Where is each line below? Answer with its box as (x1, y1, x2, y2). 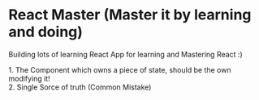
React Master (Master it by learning (8, 6, 252, 24)
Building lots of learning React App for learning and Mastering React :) (8, 49, 243, 59)
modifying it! (8, 73, 50, 83)
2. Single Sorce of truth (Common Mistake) (8, 82, 152, 92)
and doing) (8, 23, 84, 41)
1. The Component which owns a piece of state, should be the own (8, 65, 231, 74)
